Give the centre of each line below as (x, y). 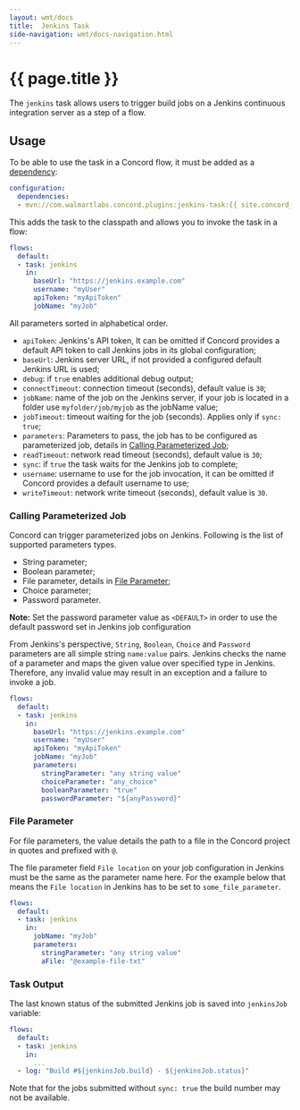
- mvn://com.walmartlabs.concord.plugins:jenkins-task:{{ (128, 205)
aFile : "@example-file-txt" (93, 961)
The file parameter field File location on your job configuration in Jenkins (147, 868)
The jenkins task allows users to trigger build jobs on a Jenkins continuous (147, 103)
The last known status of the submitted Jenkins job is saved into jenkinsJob (148, 1004)
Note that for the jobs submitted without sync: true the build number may (145, 1089)
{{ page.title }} (64, 78)
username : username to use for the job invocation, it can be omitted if (148, 473)
